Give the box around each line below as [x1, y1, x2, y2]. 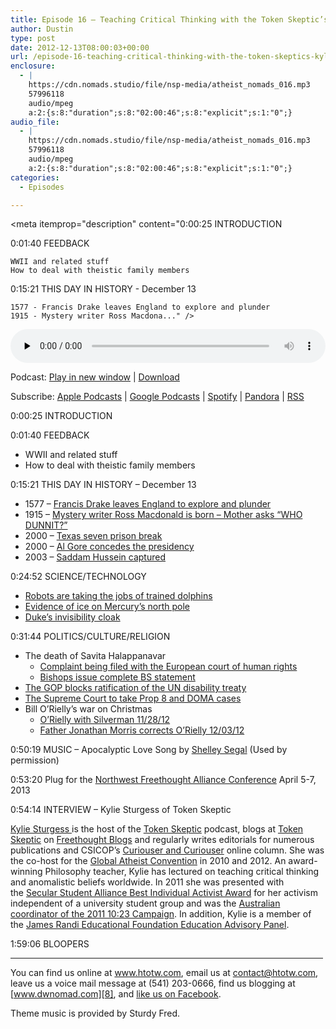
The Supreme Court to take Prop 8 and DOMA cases [24, 692, 242, 705]
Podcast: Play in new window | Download [10, 371, 180, 383]
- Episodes [19, 182, 65, 192]
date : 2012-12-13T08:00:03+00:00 [10, 42, 150, 53]
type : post [10, 33, 56, 43]
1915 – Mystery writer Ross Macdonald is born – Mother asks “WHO [24, 509, 303, 521]
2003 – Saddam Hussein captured [24, 551, 167, 563]
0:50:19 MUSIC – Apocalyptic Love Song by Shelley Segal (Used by [10, 744, 288, 756]
